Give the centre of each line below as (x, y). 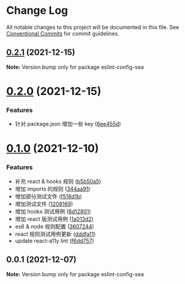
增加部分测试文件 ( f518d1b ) (49, 196)
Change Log (37, 11)
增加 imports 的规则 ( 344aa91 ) (52, 189)
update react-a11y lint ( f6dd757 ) (55, 241)
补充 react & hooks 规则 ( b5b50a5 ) (58, 181)
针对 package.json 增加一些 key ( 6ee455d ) (68, 124)
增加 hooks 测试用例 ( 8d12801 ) (53, 211)
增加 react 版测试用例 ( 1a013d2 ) (54, 219)
